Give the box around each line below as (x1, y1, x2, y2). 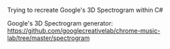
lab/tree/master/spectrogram (7, 34, 90, 42)
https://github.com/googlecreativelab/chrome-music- (7, 27, 161, 35)
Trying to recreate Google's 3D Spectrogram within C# (7, 6, 163, 14)
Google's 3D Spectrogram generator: (7, 19, 113, 27)
